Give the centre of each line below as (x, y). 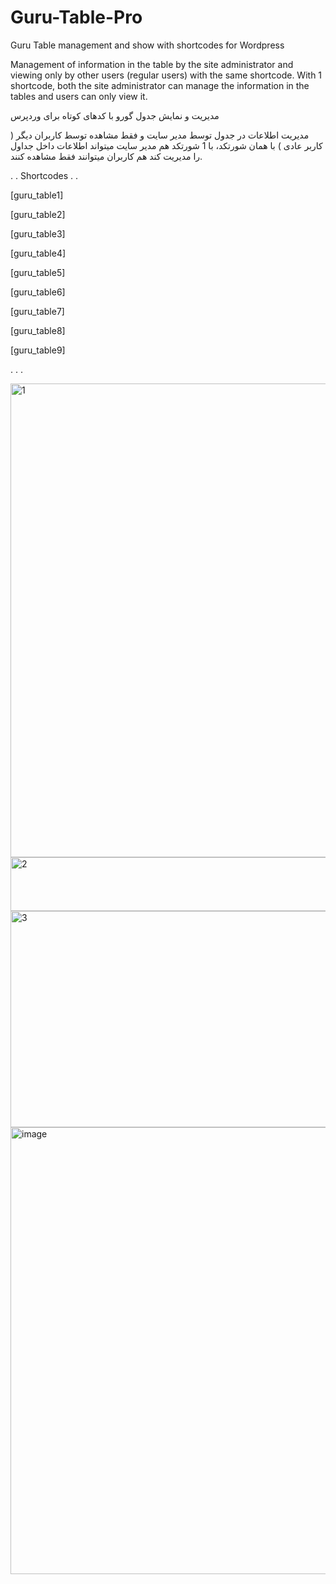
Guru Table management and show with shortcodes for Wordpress (147, 45)
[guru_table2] (38, 214)
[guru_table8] (38, 330)
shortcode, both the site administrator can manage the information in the (160, 85)
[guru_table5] (38, 272)
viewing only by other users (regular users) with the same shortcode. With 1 (166, 75)
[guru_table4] (38, 253)
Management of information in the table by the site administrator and (152, 64)
